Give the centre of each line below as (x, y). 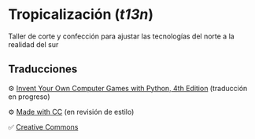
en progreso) (29, 97)
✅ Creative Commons (43, 126)
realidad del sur (33, 44)
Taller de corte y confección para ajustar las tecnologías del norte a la (121, 36)
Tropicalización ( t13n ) (81, 15)
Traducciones (43, 69)
